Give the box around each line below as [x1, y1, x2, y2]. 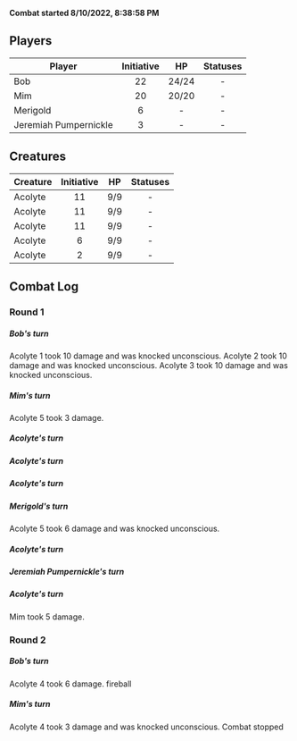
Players [9, 33, 53, 48]
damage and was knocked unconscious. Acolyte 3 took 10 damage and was [9, 359, 288, 370]
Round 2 [9, 634, 46, 646]
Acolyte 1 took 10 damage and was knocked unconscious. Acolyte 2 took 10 [9, 350, 288, 361]
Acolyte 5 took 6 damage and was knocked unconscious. [9, 523, 220, 534]
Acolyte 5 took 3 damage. [9, 412, 104, 423]
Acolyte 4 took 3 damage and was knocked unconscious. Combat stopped [9, 721, 284, 732]
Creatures [9, 149, 67, 164]
